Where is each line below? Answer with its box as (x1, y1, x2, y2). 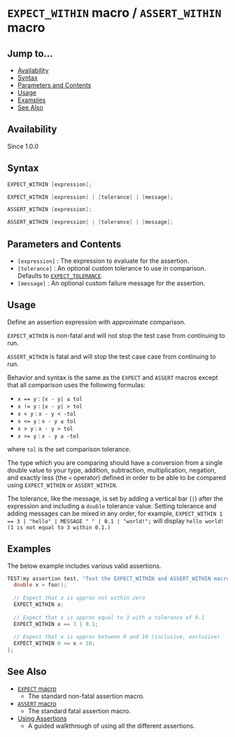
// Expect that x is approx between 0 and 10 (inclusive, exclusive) (13, 634, 220, 641)
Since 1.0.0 (7, 142, 39, 150)
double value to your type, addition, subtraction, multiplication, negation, (7, 466, 217, 474)
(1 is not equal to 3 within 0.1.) (7, 524, 111, 531)
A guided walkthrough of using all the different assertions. (27, 722, 196, 730)
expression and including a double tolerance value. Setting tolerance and (7, 501, 217, 510)
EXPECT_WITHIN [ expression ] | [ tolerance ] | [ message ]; (7, 194, 173, 201)
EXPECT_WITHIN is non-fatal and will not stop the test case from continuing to (7, 331, 225, 340)
